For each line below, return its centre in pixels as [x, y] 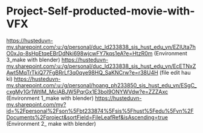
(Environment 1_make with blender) [50, 98]
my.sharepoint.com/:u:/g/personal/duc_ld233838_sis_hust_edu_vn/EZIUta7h [101, 47]
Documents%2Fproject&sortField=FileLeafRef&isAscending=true [87, 117]
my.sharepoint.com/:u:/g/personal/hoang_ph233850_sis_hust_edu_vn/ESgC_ [101, 85]
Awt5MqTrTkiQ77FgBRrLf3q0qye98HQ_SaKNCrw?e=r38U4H [82, 72]
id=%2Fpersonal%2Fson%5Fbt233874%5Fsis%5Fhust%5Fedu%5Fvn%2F [100, 111]
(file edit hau [175, 72]
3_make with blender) [33, 60]
